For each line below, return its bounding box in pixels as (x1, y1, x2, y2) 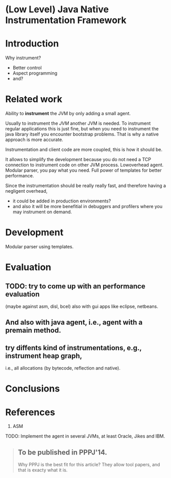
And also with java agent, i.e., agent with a (5, 318, 143, 327)
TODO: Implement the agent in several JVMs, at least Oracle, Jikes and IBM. (5, 433, 165, 439)
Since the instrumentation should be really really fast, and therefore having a (5, 183, 166, 189)
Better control (12, 65, 42, 71)
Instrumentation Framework (5, 14, 127, 26)
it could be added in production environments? (12, 198, 111, 204)
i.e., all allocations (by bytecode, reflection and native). (5, 365, 121, 371)
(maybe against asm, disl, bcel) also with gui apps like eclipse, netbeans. (5, 303, 158, 309)
